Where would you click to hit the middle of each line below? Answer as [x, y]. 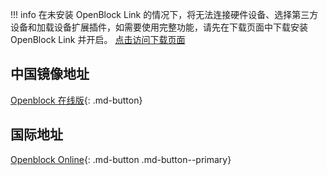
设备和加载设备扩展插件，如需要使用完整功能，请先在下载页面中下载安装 [159, 27]
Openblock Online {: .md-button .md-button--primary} [121, 159]
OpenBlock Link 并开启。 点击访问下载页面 [98, 39]
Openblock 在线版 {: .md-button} [76, 100]
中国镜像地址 [50, 74]
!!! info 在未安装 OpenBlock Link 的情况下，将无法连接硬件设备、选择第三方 [164, 14]
